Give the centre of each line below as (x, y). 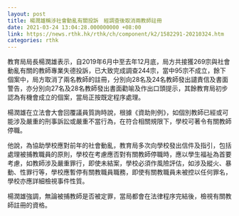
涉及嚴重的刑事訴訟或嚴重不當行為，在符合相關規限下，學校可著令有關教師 (122, 121)
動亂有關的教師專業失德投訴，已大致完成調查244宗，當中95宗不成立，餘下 (117, 71)
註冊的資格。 (32, 205)
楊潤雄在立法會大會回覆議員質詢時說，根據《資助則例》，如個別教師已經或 (115, 113)
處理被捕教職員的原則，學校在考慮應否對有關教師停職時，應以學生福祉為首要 (119, 155)
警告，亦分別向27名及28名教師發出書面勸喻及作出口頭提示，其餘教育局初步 (118, 88)
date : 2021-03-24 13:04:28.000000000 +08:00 (74, 27)
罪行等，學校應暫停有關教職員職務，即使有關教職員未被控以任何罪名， (129, 173)
